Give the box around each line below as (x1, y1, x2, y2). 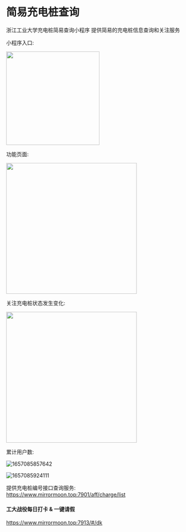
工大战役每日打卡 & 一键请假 (6, 505, 76, 512)
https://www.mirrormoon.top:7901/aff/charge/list (6, 491, 126, 498)
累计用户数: (6, 448, 35, 455)
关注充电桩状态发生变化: (6, 299, 66, 306)
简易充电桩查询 (6, 5, 80, 19)
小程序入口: (6, 39, 35, 46)
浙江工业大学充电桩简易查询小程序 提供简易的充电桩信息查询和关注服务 (6, 26, 180, 34)
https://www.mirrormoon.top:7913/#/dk (6, 519, 103, 527)
